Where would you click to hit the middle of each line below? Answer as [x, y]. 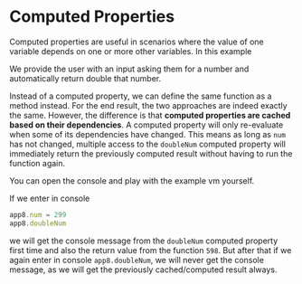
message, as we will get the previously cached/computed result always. [143, 270]
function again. [38, 163]
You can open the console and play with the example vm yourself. [132, 180]
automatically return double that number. [85, 78]
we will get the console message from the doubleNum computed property [144, 241]
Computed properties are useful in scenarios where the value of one [137, 42]
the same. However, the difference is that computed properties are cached [150, 115]
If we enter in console [50, 198]
